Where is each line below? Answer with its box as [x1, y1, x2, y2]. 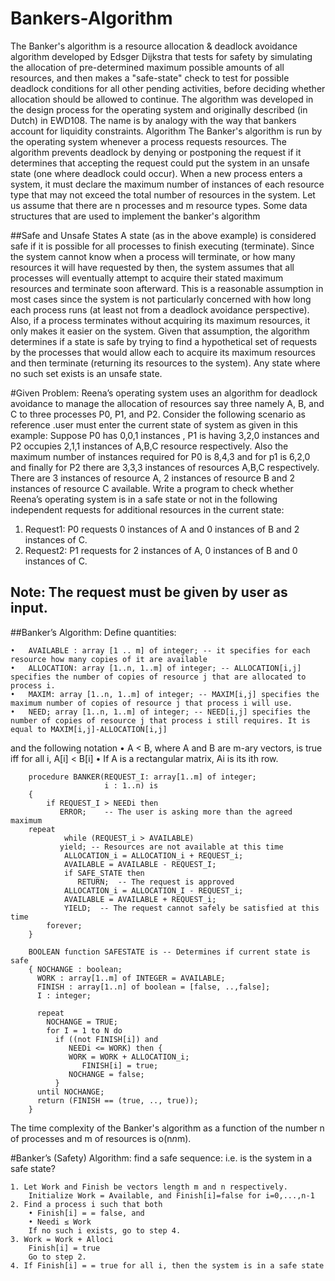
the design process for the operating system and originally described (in [10, 103, 308, 116]
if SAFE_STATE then [63, 868, 145, 878]
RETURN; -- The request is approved [77, 877, 235, 887]
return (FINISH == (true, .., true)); [36, 1095, 199, 1106]
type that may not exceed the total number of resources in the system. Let [10, 188, 316, 201]
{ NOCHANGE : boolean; [28, 964, 123, 974]
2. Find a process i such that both [10, 1199, 163, 1209]
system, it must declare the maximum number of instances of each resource [10, 178, 325, 190]
